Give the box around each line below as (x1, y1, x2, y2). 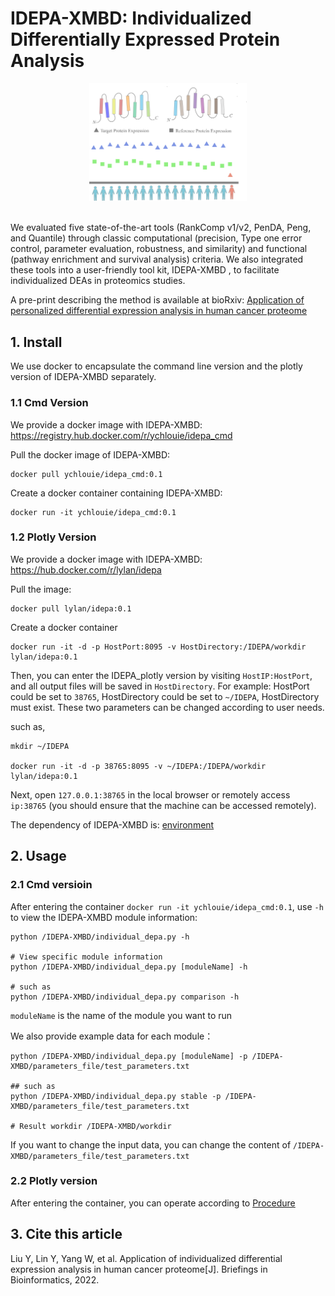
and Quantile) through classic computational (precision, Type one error (10, 232, 303, 244)
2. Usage (10, 848, 67, 865)
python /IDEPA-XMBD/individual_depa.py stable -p (10, 1091, 222, 1101)
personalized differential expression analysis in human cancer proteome (10, 305, 308, 317)
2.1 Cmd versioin (10, 878, 93, 892)
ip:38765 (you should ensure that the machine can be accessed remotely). (10, 799, 317, 811)
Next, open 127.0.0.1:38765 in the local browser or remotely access (10, 788, 291, 801)
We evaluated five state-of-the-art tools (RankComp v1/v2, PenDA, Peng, (10, 222, 312, 234)
